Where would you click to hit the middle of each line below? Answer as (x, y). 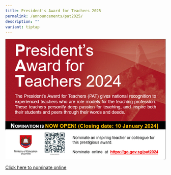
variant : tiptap (22, 27)
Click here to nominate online (36, 167)
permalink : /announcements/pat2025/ (44, 16)
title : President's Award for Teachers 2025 (53, 11)
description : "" (22, 21)
